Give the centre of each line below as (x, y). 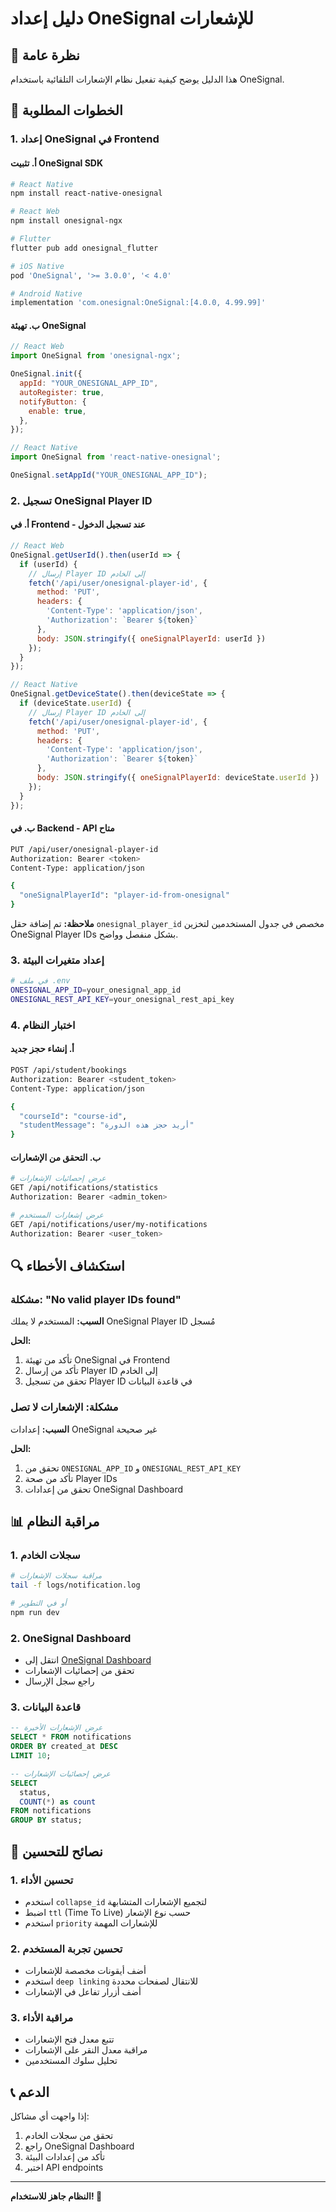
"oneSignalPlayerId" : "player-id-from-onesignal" (124, 895)
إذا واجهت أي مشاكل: (50, 2116)
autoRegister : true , (62, 392)
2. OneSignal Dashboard (71, 1638)
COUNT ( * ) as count (58, 1802)
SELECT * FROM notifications (71, 1737)
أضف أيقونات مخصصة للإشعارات (85, 1971)
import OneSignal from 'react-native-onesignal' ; (116, 457)
